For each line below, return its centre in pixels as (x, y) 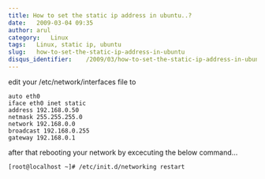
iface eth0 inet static (47, 103)
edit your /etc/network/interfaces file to (72, 82)
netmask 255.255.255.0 (45, 117)
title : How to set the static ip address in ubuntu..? (100, 15)
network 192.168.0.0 (42, 124)
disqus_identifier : (40, 60)
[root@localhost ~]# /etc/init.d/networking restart (97, 166)
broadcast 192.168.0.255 (49, 131)
